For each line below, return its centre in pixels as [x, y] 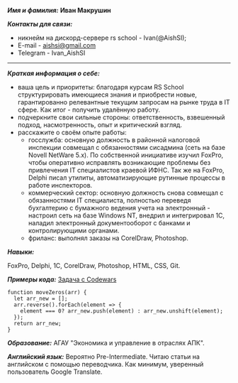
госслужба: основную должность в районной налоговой [114, 140]
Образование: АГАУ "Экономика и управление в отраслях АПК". [106, 343]
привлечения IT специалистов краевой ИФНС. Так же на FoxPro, [126, 170]
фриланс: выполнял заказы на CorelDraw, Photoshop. [108, 238]
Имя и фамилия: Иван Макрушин [59, 10]
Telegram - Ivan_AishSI [51, 53]
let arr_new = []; [41, 298]
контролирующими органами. [74, 231]
